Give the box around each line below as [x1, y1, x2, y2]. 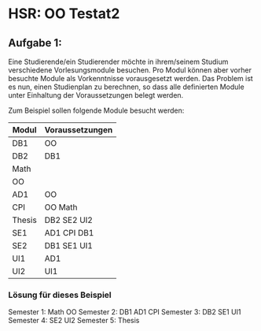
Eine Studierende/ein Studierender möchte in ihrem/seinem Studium [8, 57, 229, 66]
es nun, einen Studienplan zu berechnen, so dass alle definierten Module [8, 82, 245, 91]
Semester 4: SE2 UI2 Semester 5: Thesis [8, 316, 140, 325]
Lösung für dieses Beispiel [8, 289, 112, 300]
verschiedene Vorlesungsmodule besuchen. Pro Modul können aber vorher [8, 65, 252, 75]
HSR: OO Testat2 [8, 5, 120, 23]
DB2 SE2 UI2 [44, 214, 93, 225]
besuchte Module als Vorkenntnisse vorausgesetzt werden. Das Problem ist [8, 74, 253, 83]
